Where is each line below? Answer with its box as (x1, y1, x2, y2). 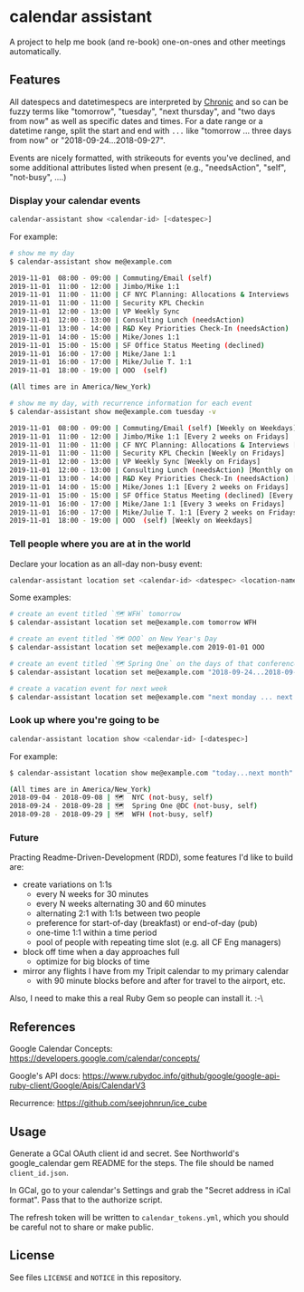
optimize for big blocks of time (35, 956, 150, 967)
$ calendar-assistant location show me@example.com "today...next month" (9, 768, 294, 777)
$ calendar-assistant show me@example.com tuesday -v (9, 407, 217, 416)
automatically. (9, 45, 62, 56)
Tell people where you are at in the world (9, 537, 192, 550)
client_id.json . (9, 1167, 70, 1178)
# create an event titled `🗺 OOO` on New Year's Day (9, 634, 218, 644)
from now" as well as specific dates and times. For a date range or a (9, 115, 264, 126)
